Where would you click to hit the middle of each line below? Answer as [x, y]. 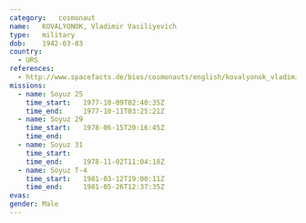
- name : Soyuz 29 [51, 119]
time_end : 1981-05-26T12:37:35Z [96, 188]
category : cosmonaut [52, 18]
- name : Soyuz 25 [51, 94]
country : [26, 52]
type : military [42, 35]
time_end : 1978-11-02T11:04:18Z [96, 162]
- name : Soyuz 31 [51, 145]
